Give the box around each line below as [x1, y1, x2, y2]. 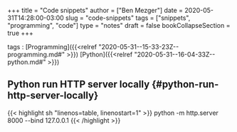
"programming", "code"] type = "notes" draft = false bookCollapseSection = [7, 21, 231, 29]
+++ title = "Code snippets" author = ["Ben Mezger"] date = [7, 6, 184, 14]
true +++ [7, 29, 34, 37]
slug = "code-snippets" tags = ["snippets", [65, 14, 191, 22]
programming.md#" [7, 50, 65, 59]
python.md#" [7, 58, 46, 66]
